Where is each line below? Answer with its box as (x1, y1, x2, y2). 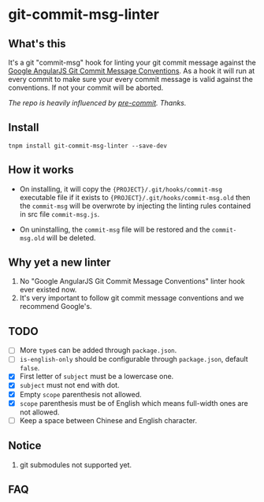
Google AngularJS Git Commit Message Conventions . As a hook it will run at (8, 66, 255, 76)
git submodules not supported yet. (19, 459, 132, 470)
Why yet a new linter (8, 256, 111, 270)
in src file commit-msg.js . (19, 209, 100, 218)
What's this (8, 37, 66, 50)
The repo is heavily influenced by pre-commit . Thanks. (8, 99, 187, 107)
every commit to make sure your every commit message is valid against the (8, 75, 254, 84)
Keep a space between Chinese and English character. (19, 415, 198, 425)
